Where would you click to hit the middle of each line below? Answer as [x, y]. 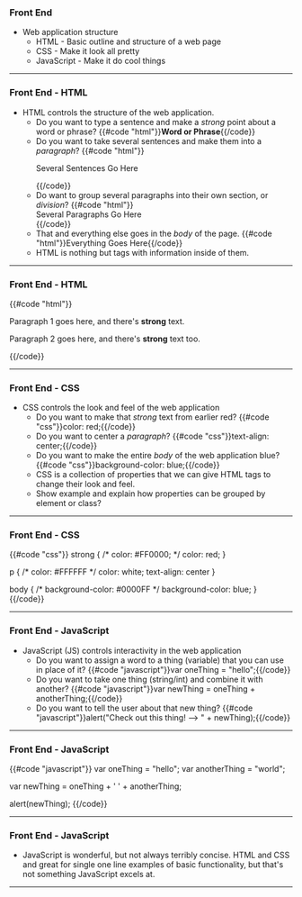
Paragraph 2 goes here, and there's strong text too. [105, 339]
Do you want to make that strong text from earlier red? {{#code [152, 417]
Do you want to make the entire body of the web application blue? [158, 456]
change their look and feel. [85, 485]
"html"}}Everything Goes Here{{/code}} [109, 243]
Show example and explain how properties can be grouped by [151, 494]
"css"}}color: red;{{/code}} [86, 427]
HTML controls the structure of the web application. [118, 112]
